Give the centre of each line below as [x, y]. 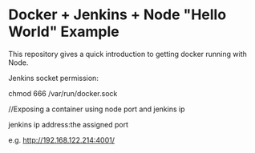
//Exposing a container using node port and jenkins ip [97, 109]
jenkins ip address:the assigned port [68, 124]
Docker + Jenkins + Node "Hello [117, 15]
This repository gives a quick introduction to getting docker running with [127, 54]
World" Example [64, 32]
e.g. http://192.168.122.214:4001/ [61, 140]
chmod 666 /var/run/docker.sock [63, 93]
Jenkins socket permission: [53, 78]
